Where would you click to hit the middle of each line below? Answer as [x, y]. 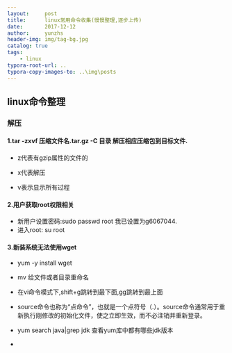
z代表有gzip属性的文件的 [52, 158]
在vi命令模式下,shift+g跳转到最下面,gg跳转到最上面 [90, 292]
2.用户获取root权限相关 [41, 204]
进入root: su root [41, 230]
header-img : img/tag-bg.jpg [48, 40]
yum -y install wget [45, 263]
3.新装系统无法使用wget [42, 247]
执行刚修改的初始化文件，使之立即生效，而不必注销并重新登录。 [115, 315]
